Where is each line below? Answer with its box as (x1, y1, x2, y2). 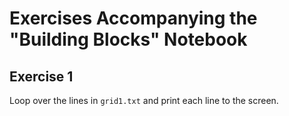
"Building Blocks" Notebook (9, 28, 248, 51)
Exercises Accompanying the (9, 7, 258, 30)
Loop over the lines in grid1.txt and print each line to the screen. (9, 95, 279, 106)
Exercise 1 (9, 68, 74, 85)
